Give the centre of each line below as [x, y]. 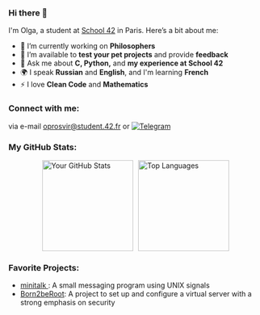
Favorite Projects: [44, 267]
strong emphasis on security [67, 303]
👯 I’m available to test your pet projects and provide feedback [124, 55]
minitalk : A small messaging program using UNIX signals [115, 285]
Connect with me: [44, 108]
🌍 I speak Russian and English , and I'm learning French [114, 73]
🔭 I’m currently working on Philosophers [88, 46]
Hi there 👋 [28, 13]
